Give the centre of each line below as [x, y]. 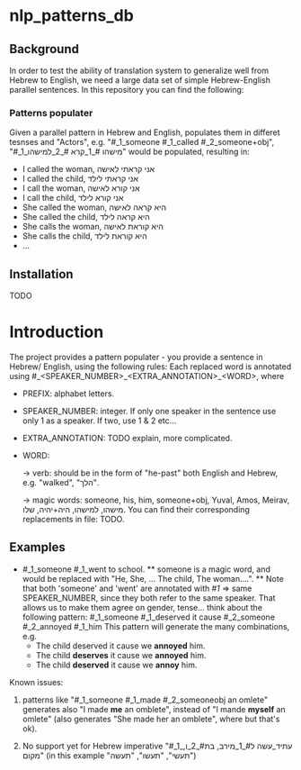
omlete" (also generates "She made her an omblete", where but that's [151, 719]
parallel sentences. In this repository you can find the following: [127, 90]
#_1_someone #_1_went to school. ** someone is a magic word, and [146, 569]
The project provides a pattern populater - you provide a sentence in [136, 358]
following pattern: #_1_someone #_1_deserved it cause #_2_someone [149, 617]
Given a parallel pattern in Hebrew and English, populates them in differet [145, 132]
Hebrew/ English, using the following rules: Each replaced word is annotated [150, 367]
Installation [41, 274]
